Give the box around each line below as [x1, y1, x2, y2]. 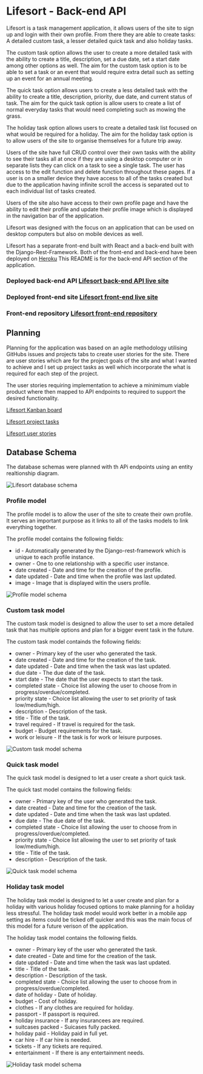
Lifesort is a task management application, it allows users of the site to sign [6, 24, 194, 32]
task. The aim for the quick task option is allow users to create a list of [6, 99, 181, 107]
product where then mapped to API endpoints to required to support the [6, 388, 186, 395]
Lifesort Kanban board [6, 406, 62, 413]
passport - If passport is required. [15, 1010, 100, 1018]
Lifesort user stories [6, 430, 56, 437]
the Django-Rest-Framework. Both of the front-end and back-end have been [6, 248, 197, 255]
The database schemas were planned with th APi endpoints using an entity [6, 463, 193, 471]
